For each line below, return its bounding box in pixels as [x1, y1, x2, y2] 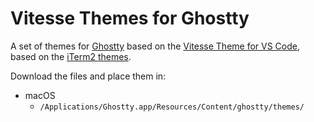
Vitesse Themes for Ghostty [10, 7, 250, 30]
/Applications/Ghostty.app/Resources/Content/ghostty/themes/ [39, 102, 305, 112]
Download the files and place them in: [10, 70, 167, 82]
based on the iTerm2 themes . [10, 50, 132, 62]
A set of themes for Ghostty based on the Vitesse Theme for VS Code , [10, 40, 301, 52]
